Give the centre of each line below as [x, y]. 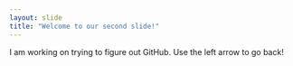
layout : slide [36, 18]
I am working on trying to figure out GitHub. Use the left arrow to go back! [147, 52]
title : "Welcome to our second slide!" [85, 26]
